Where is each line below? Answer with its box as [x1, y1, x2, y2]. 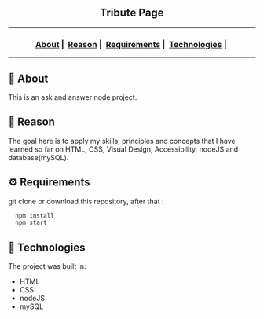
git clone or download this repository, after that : [8, 196, 164, 206]
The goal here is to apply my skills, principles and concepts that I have [8, 136, 236, 145]
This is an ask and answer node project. [8, 92, 137, 101]
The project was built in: [8, 262, 86, 271]
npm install [15, 211, 55, 219]
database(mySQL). [8, 152, 69, 162]
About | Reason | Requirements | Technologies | [35, 38, 227, 49]
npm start [15, 219, 47, 227]
